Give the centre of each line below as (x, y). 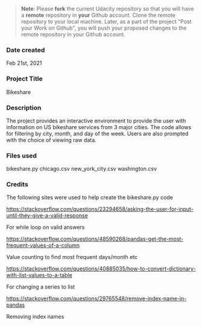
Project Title (25, 79)
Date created (26, 50)
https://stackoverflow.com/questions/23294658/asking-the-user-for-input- (100, 209)
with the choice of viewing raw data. (51, 140)
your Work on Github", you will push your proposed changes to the (104, 28)
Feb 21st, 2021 (24, 63)
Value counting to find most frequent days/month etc (72, 257)
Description (24, 107)
